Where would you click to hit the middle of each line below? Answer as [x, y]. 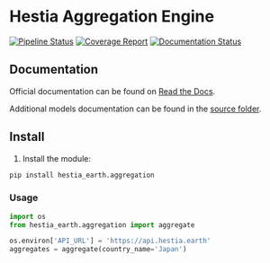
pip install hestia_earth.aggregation [82, 175]
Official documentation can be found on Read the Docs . [112, 91]
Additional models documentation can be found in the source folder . [135, 109]
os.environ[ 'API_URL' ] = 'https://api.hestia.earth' [110, 241]
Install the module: [57, 158]
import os [28, 216]
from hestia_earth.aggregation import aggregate [102, 225]
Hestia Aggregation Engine [112, 17]
